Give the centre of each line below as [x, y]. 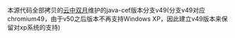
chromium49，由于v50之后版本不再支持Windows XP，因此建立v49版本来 [114, 19]
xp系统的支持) [40, 27]
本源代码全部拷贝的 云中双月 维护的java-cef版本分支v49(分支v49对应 [106, 10]
